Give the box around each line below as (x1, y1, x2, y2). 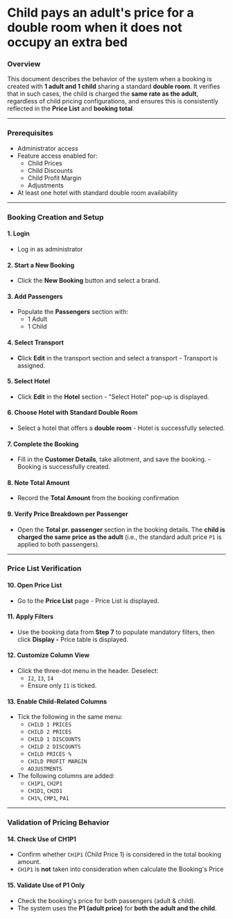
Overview (7, 59, 41, 69)
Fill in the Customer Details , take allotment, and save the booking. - (17, 455, 212, 463)
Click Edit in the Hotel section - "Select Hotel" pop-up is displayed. (17, 392, 209, 401)
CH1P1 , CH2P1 (27, 779, 63, 788)
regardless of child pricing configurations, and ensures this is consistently (7, 97, 218, 106)
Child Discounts (27, 166, 74, 174)
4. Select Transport (7, 338, 64, 347)
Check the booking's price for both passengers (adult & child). (17, 896, 196, 904)
